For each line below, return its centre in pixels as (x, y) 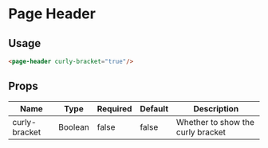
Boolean (74, 127)
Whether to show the (215, 122)
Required (114, 108)
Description (216, 108)
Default (154, 108)
